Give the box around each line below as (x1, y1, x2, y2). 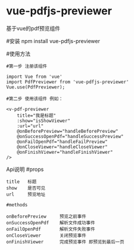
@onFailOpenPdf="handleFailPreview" (17, 139, 108, 145)
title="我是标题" (17, 112, 57, 118)
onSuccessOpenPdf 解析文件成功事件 (6, 219, 95, 225)
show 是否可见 (6, 185, 46, 191)
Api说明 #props (6, 166, 44, 173)
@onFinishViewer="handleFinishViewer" (17, 149, 113, 155)
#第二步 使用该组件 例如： (6, 96, 64, 102)
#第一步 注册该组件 (6, 63, 48, 69)
